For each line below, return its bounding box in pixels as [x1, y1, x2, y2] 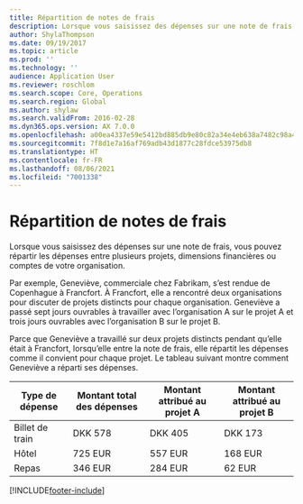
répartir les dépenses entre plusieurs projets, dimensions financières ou [9, 251, 277, 261]
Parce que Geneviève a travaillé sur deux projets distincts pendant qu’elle [9, 334, 282, 344]
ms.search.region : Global [9, 96, 106, 106]
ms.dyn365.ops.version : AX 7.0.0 [9, 123, 135, 132]
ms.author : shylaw [9, 105, 78, 115]
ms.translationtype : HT [9, 147, 99, 156]
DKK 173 [224, 427, 263, 440]
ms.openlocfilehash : [9, 131, 87, 140]
